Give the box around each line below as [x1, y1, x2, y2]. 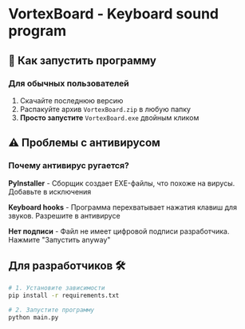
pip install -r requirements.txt [8, 291, 120, 300]
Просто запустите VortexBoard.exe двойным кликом [19, 113, 200, 122]
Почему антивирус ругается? [8, 160, 129, 171]
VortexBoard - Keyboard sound [8, 5, 219, 23]
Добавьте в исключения [8, 187, 92, 196]
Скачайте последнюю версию [19, 95, 124, 105]
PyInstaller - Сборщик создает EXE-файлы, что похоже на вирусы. [8, 178, 235, 188]
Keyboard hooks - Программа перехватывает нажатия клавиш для [8, 202, 238, 212]
